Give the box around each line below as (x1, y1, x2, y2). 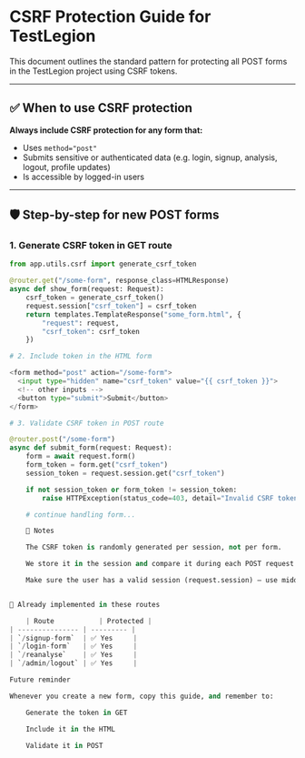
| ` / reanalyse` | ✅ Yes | (9, 651, 138, 660)
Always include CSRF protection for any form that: (9, 125, 203, 136)
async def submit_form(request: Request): (9, 443, 172, 452)
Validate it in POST (25, 741, 103, 750)
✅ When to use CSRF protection (9, 100, 193, 116)
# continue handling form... (25, 510, 136, 520)
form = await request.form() (25, 452, 136, 461)
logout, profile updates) (22, 161, 111, 172)
